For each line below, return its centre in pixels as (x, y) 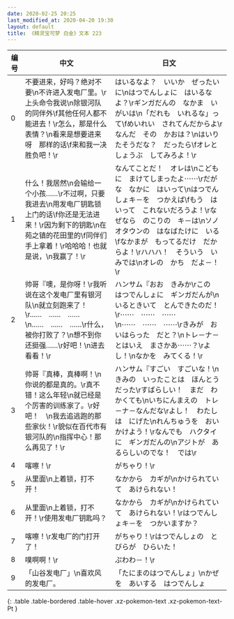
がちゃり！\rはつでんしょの (159, 537)
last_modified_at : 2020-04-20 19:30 (60, 20)
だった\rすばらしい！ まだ (159, 390)
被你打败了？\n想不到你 (63, 335)
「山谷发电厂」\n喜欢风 (63, 573)
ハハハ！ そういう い (179, 252)
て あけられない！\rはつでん (163, 513)
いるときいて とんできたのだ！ (167, 306)
